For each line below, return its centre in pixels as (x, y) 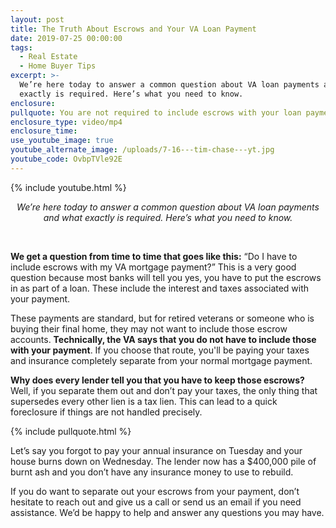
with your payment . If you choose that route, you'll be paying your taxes (160, 350)
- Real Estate (48, 57)
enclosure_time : (44, 131)
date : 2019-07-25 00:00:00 (66, 38)
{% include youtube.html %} (68, 187)
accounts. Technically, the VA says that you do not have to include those (163, 339)
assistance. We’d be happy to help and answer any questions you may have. (167, 512)
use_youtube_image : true (62, 141)
